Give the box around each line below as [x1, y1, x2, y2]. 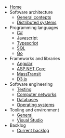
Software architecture [9, 9, 53, 15]
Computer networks [16, 92, 57, 97]
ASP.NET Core [16, 66, 46, 72]
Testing [16, 87, 32, 92]
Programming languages [9, 25, 59, 31]
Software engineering [9, 81, 53, 87]
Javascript [16, 35, 38, 41]
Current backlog [16, 128, 50, 133]
